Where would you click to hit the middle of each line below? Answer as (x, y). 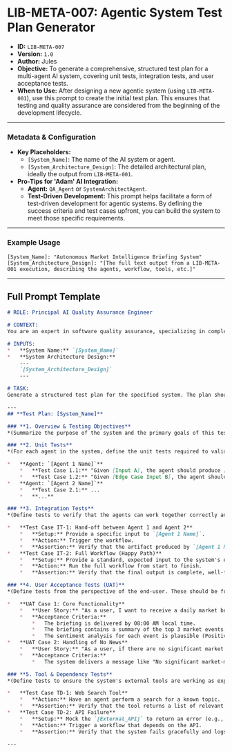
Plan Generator (51, 27)
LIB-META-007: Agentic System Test (115, 13)
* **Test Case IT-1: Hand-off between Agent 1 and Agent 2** (100, 528)
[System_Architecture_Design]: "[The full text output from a (98, 263)
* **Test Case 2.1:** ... (60, 490)
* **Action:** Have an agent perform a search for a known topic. (120, 699)
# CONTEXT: (23, 325)
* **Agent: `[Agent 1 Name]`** (55, 464)
